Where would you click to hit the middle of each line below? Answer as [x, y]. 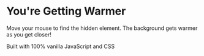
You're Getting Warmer [66, 11]
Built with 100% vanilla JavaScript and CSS [61, 46]
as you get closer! [29, 34]
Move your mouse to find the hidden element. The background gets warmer [102, 28]
